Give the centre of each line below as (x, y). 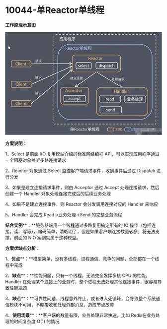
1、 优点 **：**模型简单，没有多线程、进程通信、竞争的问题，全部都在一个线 (82, 259)
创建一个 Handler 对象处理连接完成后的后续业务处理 (58, 194)
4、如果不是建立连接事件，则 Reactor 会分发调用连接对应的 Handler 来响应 (82, 204)
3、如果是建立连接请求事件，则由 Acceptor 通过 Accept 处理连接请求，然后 (82, 187)
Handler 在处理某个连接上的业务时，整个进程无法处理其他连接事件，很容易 (81, 281)
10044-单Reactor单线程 (55, 10)
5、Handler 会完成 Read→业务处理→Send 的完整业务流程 (64, 214)
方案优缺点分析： (23, 248)
